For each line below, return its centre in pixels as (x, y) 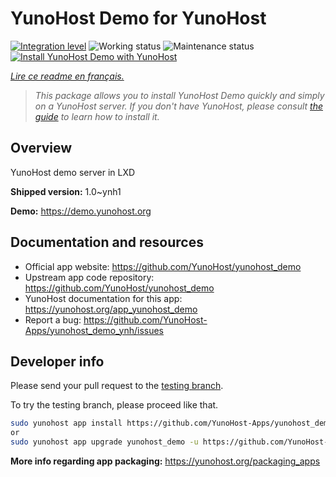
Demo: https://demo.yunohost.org (81, 211)
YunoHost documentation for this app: (103, 298)
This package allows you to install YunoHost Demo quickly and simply (179, 95)
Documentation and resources (107, 242)
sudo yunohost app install (66, 423)
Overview (41, 148)
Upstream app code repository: (89, 277)
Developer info (57, 361)
